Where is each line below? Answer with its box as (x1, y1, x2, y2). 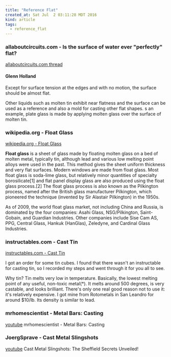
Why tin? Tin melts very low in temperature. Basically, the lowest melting (5, 275, 158, 281)
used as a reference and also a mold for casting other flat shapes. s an (5, 105, 154, 111)
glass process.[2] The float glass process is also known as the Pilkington (5, 183, 158, 189)
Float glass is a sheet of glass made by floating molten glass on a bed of (5, 150, 158, 157)
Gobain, (5, 214, 22, 220)
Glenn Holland (5, 73, 36, 79)
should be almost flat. (5, 90, 51, 96)
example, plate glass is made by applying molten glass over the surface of (5, 110, 162, 117)
